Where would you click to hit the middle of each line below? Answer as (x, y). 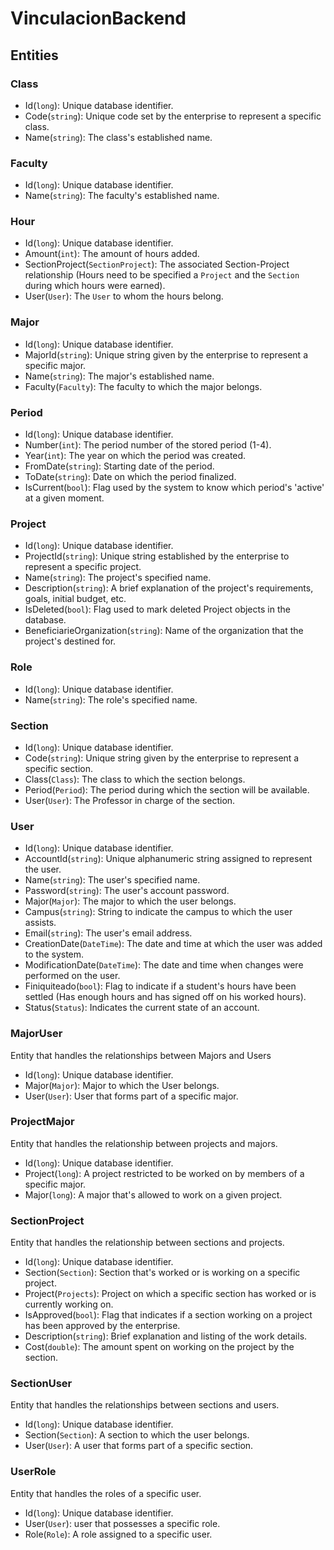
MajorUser (36, 1034)
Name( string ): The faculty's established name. (122, 196)
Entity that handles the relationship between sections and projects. (147, 1243)
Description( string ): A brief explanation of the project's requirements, (169, 588)
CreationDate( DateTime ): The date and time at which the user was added (173, 944)
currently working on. (69, 1304)
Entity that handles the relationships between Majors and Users (141, 1055)
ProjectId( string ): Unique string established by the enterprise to (157, 556)
